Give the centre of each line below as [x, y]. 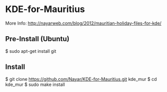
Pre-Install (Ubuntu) [37, 39]
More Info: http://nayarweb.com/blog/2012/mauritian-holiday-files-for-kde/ [83, 23]
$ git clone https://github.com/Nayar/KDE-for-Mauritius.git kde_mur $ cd [81, 79]
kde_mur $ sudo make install [35, 84]
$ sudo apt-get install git [31, 51]
